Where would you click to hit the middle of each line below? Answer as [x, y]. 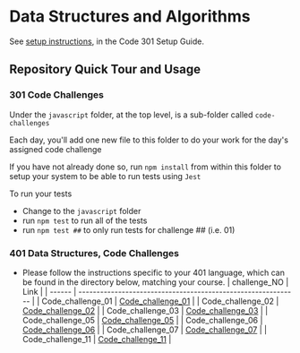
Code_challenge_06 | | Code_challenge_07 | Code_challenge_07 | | [144, 330]
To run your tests [41, 194]
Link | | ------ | [49, 291]
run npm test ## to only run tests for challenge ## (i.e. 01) [129, 229]
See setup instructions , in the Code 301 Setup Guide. [107, 41]
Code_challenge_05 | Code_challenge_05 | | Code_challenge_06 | [142, 320]
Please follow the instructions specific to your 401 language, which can [153, 272]
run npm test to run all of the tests [85, 220]
